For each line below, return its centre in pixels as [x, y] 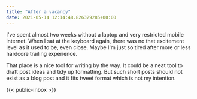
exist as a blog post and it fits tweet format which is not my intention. [91, 78]
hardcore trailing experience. [42, 53]
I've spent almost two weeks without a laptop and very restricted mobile [95, 34]
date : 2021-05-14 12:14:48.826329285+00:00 [61, 17]
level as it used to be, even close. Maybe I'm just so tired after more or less [99, 47]
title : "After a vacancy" [38, 12]
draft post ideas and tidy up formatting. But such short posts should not [94, 71]
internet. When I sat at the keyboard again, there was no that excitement [95, 41]
